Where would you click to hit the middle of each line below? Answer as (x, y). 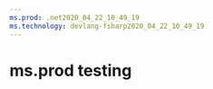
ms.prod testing (71, 71)
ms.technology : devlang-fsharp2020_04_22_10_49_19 (107, 26)
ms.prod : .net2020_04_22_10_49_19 (75, 18)
